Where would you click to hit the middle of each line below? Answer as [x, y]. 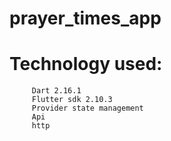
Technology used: [86, 64]
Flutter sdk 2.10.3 [72, 100]
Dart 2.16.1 [56, 91]
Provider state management [87, 108]
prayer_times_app [85, 18]
